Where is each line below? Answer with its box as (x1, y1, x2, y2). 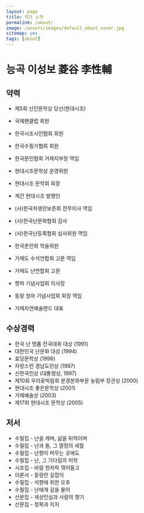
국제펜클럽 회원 (14, 118, 50, 124)
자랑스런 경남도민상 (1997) (14, 362, 76, 369)
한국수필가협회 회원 (14, 142, 59, 149)
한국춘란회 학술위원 (14, 242, 59, 249)
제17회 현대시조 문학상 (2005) (14, 399, 83, 406)
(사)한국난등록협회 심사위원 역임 (14, 230, 88, 237)
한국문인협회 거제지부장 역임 (14, 155, 80, 162)
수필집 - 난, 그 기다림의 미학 (14, 457, 78, 464)
